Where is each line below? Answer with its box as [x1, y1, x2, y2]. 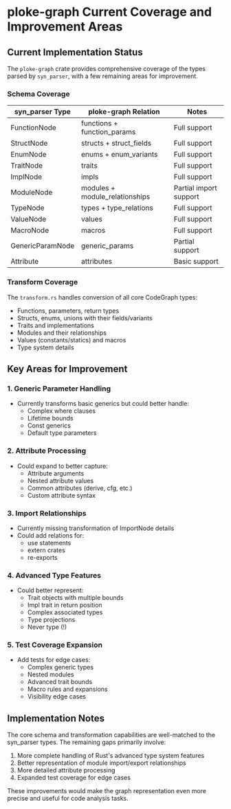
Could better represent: [16, 586, 84, 594]
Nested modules [27, 670, 74, 679]
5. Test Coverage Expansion [7, 640, 103, 650]
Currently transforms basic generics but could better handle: [16, 400, 189, 408]
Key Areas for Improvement [7, 363, 128, 375]
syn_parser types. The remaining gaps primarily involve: [7, 738, 166, 746]
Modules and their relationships [16, 329, 107, 337]
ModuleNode [10, 188, 53, 197]
